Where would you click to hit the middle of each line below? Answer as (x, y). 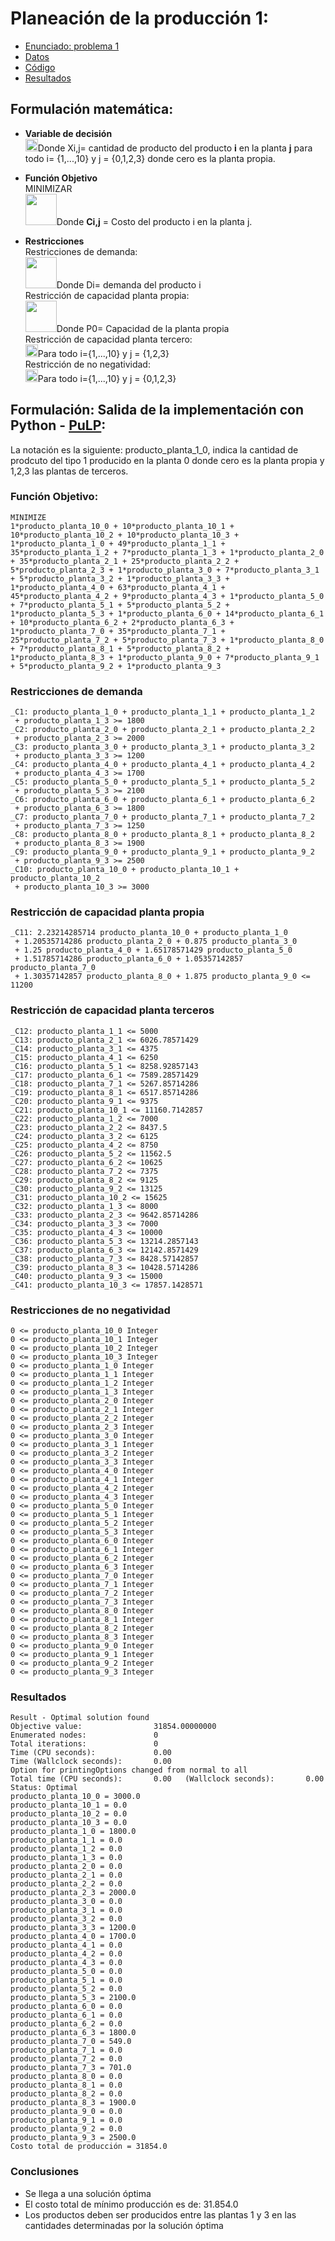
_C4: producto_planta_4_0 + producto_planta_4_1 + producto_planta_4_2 (162, 765)
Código (40, 67)
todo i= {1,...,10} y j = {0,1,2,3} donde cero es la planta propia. (150, 158)
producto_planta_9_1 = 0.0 (66, 2120)
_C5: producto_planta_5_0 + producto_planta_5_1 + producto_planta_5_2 (162, 782)
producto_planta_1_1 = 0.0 (66, 1840)
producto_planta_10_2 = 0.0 (69, 1814)
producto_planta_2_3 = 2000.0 (73, 1893)
